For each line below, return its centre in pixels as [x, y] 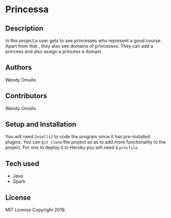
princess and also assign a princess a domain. [54, 51]
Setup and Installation [41, 125]
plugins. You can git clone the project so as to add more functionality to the [86, 142]
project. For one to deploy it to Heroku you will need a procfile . [72, 147]
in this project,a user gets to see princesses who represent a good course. [83, 40]
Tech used [22, 163]
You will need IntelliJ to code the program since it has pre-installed [78, 137]
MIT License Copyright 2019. [35, 210]
